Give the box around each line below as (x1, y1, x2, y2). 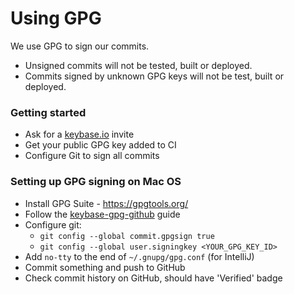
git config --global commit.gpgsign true (39, 231, 215, 241)
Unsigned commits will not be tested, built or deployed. (24, 59, 253, 71)
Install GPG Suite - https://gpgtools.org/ (24, 197, 189, 209)
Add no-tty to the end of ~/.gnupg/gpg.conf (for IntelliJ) (24, 250, 255, 262)
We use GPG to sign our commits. (10, 40, 150, 52)
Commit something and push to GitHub (24, 261, 186, 273)
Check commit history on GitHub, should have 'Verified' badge (24, 272, 283, 284)
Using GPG (10, 7, 102, 30)
